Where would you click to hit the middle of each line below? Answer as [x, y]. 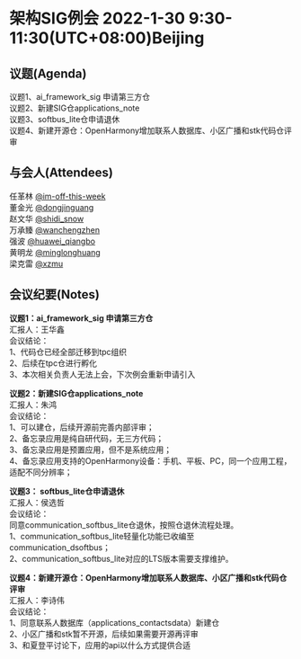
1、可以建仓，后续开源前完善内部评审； [82, 427]
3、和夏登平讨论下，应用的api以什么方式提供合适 [100, 645]
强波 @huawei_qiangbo [53, 241]
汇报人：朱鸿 [33, 405]
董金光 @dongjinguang [52, 207]
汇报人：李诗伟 [37, 600]
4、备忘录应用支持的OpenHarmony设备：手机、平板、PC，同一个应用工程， [150, 460]
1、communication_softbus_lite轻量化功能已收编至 [102, 536]
